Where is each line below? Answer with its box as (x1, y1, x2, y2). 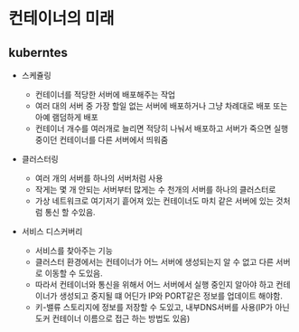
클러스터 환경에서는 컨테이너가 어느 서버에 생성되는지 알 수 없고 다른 (34, 257, 275, 267)
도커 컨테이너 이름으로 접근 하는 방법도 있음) (34, 313, 191, 324)
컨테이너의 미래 (8, 8, 115, 29)
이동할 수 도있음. (44, 268, 103, 279)
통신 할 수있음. (44, 207, 96, 217)
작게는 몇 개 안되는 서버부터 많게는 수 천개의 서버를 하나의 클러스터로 (34, 185, 276, 194)
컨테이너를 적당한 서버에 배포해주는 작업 (34, 90, 176, 100)
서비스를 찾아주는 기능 (34, 245, 114, 256)
